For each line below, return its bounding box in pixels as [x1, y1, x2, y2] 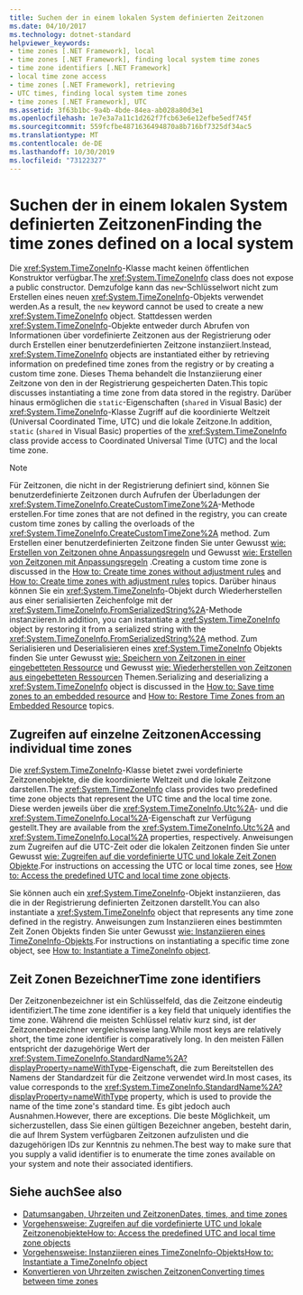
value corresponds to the [9, 1082, 103, 1093]
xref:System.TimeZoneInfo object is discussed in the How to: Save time [9, 681, 275, 692]
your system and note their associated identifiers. [9, 1159, 194, 1170]
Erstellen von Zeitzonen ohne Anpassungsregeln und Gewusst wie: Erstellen [9, 547, 293, 558]
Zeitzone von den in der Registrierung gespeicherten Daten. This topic [9, 378, 269, 389]
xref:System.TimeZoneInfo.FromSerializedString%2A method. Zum [9, 634, 258, 644]
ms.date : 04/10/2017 [9, 22, 87, 31]
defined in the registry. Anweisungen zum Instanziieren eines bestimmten [9, 917, 282, 928]
